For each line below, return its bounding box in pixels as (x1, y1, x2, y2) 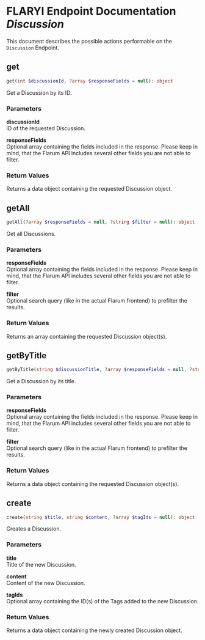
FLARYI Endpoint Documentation (6, 4, 176, 18)
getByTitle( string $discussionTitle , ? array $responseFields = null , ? (6, 367, 192, 373)
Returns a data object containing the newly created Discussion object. (6, 627, 182, 634)
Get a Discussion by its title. (6, 378, 76, 385)
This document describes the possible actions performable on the (6, 37, 173, 45)
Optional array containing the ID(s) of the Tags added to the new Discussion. (6, 597, 199, 605)
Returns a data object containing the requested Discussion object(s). (6, 480, 179, 487)
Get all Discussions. (6, 230, 56, 237)
